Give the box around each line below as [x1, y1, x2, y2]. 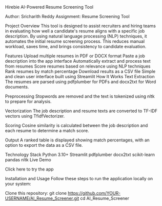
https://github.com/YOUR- [67, 190, 121, 196]
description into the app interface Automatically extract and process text [5, 58, 151, 64]
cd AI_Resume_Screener [80, 195, 129, 201]
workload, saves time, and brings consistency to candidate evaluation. [5, 44, 146, 49]
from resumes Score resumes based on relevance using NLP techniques [5, 63, 151, 69]
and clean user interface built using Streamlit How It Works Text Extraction [5, 74, 155, 79]
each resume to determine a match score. [5, 128, 89, 133]
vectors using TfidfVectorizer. [5, 113, 65, 119]
